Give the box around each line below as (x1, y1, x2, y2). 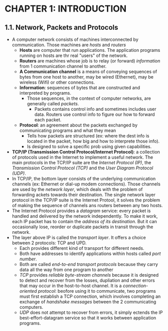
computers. (19, 304, 44, 310)
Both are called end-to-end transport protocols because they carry (19, 261, 158, 267)
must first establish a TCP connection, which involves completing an (19, 293, 161, 299)
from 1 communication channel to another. (19, 63, 107, 69)
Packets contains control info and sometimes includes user (34, 106, 156, 112)
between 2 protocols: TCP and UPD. (12, 240, 87, 246)
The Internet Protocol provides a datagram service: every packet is (12, 208, 151, 214)
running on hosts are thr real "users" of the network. (19, 52, 128, 58)
